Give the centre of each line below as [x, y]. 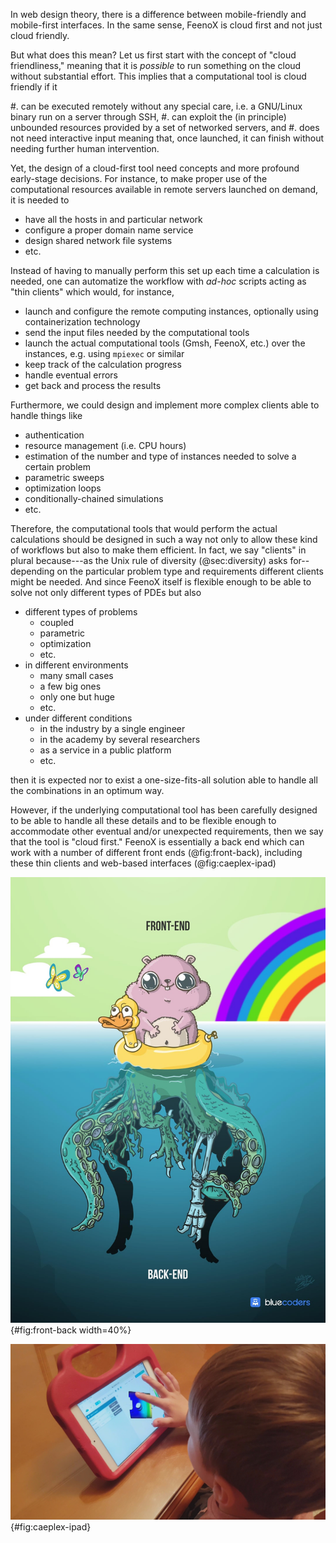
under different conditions [78, 718]
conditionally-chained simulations [94, 498]
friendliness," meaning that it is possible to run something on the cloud [156, 65]
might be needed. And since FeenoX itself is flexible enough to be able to [161, 582]
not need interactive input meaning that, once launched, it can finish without [167, 138]
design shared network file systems [98, 240]
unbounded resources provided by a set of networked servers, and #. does [165, 127]
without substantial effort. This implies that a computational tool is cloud [158, 76]
